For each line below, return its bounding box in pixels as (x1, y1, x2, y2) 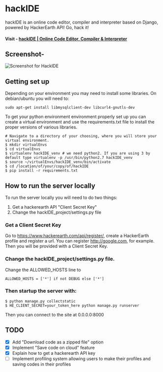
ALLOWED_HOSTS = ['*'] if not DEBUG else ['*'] (5, 276, 105, 281)
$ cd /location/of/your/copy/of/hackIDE (5, 164, 89, 169)
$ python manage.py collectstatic (5, 299, 76, 304)
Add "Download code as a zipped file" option (12, 339, 104, 345)
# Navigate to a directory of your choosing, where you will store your (5, 134, 157, 139)
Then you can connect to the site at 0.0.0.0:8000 (5, 311, 104, 317)
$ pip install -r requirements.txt (5, 168, 78, 173)
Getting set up (5, 77, 50, 86)
